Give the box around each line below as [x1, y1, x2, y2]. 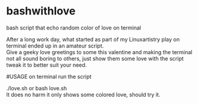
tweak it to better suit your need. [6, 61, 87, 69]
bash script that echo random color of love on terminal [6, 24, 141, 31]
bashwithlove [6, 4, 76, 18]
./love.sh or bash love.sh [6, 84, 67, 91]
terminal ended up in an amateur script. [6, 42, 104, 49]
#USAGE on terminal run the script [6, 73, 92, 80]
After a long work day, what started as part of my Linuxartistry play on [6, 35, 180, 43]
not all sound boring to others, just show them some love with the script [6, 55, 184, 62]
